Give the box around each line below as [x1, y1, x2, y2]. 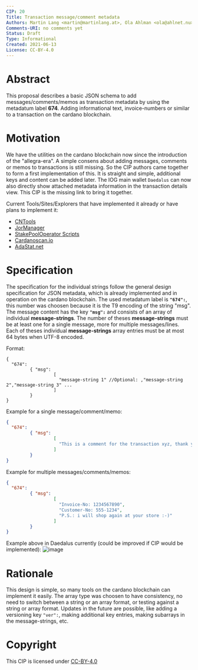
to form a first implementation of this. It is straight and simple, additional [6, 169, 181, 177]
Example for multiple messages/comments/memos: [6, 468, 131, 475]
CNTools [14, 218, 37, 225]
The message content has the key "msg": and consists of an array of [6, 308, 173, 315]
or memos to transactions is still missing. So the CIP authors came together [6, 164, 189, 171]
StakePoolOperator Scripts [14, 230, 80, 237]
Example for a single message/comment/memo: [6, 408, 123, 415]
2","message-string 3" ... [6, 382, 72, 388]
